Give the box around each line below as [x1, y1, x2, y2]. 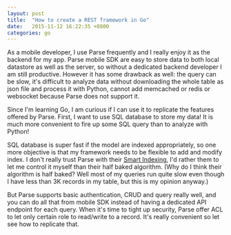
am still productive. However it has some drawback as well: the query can [7, 70, 217, 79]
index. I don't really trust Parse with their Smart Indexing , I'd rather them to [7, 156, 219, 164]
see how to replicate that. [7, 220, 79, 228]
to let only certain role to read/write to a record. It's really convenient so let [7, 213, 220, 221]
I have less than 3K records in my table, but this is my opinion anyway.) [7, 177, 209, 186]
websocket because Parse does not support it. [7, 92, 140, 101]
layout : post [7, 10, 45, 17]
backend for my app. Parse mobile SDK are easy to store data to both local [7, 56, 219, 64]
